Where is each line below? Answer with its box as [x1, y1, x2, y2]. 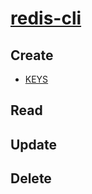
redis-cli [10, 7, 82, 30]
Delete [10, 170, 52, 187]
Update [10, 136, 58, 153]
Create [10, 47, 54, 64]
